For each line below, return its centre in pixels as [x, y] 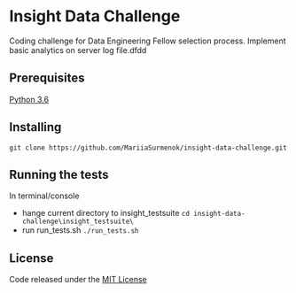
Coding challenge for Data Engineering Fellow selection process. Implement [148, 41]
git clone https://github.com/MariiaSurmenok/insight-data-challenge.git [148, 148]
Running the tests [59, 174]
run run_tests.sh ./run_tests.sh [80, 230]
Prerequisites [47, 78]
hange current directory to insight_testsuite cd [106, 213]
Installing [35, 127]
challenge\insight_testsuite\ [78, 222]
